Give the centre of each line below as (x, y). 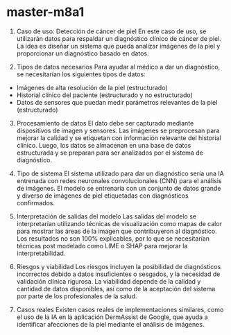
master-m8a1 (45, 12)
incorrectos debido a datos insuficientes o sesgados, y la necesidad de (118, 274)
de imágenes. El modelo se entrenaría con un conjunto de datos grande (119, 188)
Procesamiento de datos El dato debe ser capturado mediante (105, 123)
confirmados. (36, 203)
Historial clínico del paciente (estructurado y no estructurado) (105, 95)
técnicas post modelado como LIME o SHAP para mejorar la (102, 246)
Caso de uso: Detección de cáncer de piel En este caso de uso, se (111, 31)
